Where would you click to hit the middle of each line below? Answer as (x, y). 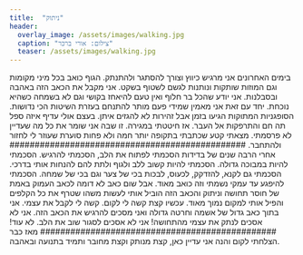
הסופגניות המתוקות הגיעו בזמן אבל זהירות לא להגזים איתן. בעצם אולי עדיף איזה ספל (152, 116)
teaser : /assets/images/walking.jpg (87, 52)
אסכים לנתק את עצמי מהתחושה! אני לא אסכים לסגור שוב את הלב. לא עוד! (136, 222)
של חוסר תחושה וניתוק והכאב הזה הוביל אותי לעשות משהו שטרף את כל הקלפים (144, 193)
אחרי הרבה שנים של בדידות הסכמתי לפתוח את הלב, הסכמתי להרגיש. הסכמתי (142, 154)
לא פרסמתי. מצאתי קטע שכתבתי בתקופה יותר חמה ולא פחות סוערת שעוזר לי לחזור (151, 135)
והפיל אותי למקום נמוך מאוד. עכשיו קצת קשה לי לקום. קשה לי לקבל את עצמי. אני (147, 203)
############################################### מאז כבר (143, 231)
